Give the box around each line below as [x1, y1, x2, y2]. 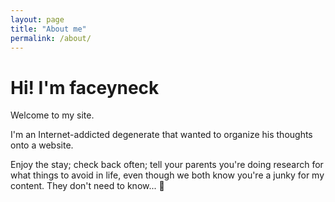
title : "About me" [10, 24, 87, 34]
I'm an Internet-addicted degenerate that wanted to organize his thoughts [10, 129, 313, 141]
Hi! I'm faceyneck [10, 76, 160, 99]
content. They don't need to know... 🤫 [10, 180, 165, 192]
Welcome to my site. [10, 109, 95, 121]
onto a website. [10, 139, 74, 151]
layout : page [10, 14, 65, 25]
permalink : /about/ [10, 33, 92, 43]
